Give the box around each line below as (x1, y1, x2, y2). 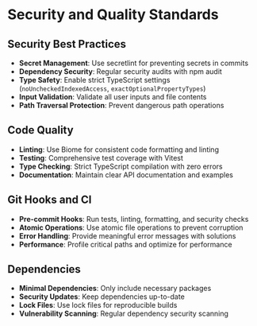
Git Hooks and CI (7, 193, 92, 207)
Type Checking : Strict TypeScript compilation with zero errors (18, 161, 223, 171)
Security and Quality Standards (7, 6, 219, 24)
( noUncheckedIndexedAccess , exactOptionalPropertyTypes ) (18, 83, 206, 93)
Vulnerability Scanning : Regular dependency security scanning (18, 309, 229, 319)
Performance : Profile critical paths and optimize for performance (18, 239, 232, 249)
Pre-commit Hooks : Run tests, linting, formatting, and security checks (18, 214, 249, 223)
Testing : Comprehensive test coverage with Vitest (18, 153, 184, 162)
